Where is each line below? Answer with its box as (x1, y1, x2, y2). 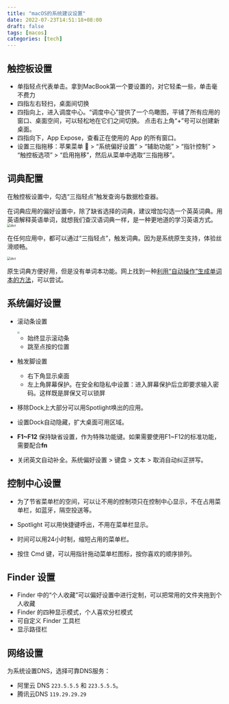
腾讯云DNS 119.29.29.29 (16, 690, 87, 699)
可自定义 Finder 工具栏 (16, 617, 81, 625)
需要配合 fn (16, 441, 48, 449)
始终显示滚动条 (27, 333, 70, 342)
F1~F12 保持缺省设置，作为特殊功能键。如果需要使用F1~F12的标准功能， (16, 432, 221, 441)
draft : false (7, 23, 44, 30)
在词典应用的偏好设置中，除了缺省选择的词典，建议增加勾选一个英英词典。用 (7, 207, 223, 215)
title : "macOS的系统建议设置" (7, 10, 86, 17)
